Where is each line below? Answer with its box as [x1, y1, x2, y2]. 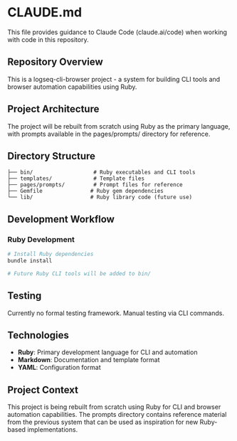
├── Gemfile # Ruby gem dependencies [7, 188, 164, 195]
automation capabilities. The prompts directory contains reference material [7, 410, 227, 419]
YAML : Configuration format [17, 363, 101, 372]
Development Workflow [7, 213, 115, 225]
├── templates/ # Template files [7, 175, 144, 182]
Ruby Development [7, 234, 75, 244]
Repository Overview [7, 56, 103, 68]
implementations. [27, 425, 78, 434]
